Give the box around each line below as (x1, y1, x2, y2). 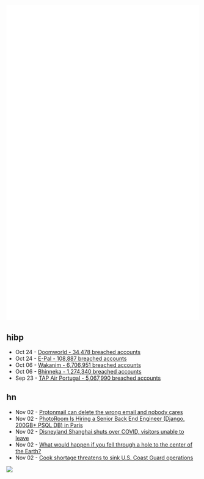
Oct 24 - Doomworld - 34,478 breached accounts (15, 348, 141, 355)
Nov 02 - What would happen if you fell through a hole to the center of (15, 440, 193, 448)
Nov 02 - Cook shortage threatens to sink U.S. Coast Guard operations (15, 454, 194, 461)
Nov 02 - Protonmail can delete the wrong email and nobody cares (15, 408, 183, 415)
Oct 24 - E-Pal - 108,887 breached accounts (15, 355, 127, 362)
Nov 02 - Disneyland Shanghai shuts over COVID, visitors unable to (15, 428, 184, 435)
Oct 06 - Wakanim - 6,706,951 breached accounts (15, 361, 142, 369)
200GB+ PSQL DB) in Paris (15, 421, 84, 429)
